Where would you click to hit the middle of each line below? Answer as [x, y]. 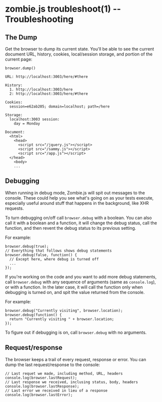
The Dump [21, 37]
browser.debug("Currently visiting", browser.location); [64, 311]
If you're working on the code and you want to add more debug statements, [81, 276]
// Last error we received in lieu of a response [56, 390]
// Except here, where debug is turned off [54, 259]
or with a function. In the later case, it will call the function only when [74, 287]
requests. [15, 208]
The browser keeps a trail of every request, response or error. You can [76, 359]
